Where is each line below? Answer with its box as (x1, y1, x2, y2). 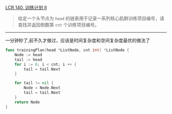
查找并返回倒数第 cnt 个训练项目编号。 (17, 22, 100, 28)
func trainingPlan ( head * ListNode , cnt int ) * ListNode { (5, 48, 130, 53)
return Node (14, 99, 40, 105)
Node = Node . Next (24, 85, 60, 90)
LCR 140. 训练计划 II (5, 5, 47, 10)
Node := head (14, 52, 42, 57)
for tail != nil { (14, 81, 54, 86)
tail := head (14, 57, 42, 62)
